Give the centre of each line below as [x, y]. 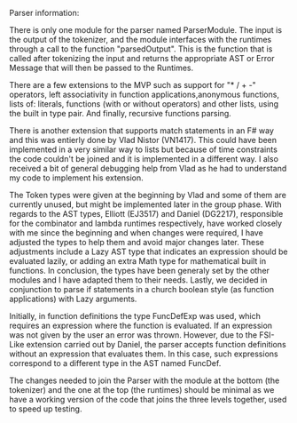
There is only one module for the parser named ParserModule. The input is [145, 30]
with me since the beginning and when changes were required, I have [136, 233]
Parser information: [44, 13]
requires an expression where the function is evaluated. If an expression [141, 325]
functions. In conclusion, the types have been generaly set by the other [140, 271]
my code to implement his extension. [76, 178]
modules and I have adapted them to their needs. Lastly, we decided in [138, 280]
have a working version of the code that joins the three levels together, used [148, 399]
